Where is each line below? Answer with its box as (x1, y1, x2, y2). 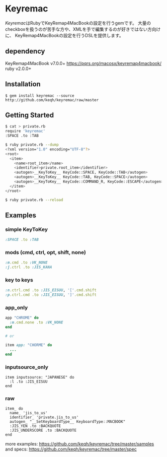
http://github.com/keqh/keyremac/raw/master (5, 97, 99, 102)
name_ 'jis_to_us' (9, 410, 48, 416)
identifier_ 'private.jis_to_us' (9, 415, 79, 420)
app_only (5, 304, 28, 311)
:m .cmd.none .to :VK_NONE (9, 320, 64, 325)
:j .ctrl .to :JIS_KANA (5, 265, 52, 270)
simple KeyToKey (5, 226, 48, 233)
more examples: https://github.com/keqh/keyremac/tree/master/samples (5, 441, 154, 447)
